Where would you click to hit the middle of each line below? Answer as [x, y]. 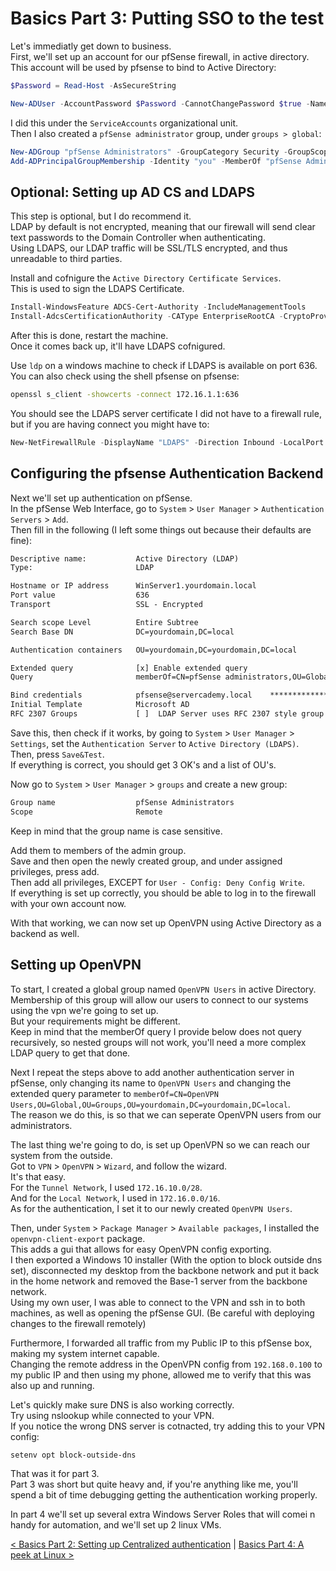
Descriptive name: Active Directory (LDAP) [125, 558]
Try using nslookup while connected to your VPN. [112, 1415]
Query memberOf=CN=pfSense [116, 677]
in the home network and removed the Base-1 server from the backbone [159, 1281]
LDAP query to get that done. [70, 1053]
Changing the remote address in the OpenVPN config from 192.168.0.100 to [166, 1364]
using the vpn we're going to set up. [84, 1010]
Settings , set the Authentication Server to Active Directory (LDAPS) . [155, 743]
